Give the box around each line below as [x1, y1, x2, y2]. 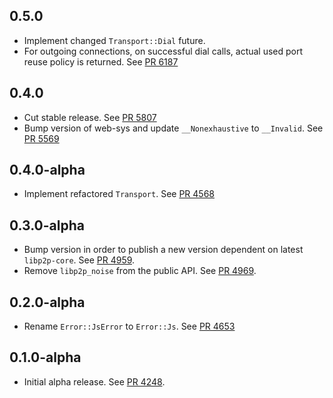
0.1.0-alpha [9, 349, 82, 366]
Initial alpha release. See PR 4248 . [23, 375, 166, 388]
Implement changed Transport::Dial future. [23, 34, 206, 46]
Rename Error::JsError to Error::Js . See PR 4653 [23, 320, 236, 333]
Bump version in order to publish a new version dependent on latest [23, 244, 304, 256]
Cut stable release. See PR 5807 [23, 111, 157, 123]
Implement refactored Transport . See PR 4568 [23, 188, 215, 200]
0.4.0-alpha [9, 162, 86, 179]
